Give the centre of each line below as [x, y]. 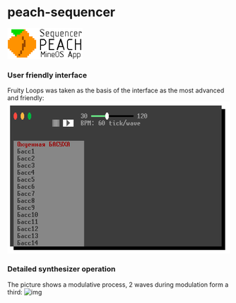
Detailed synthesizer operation [61, 269]
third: [15, 292]
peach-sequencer [61, 12]
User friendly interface [47, 75]
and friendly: [26, 98]
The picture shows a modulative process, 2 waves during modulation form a [118, 284]
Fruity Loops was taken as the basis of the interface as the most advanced [116, 91]
